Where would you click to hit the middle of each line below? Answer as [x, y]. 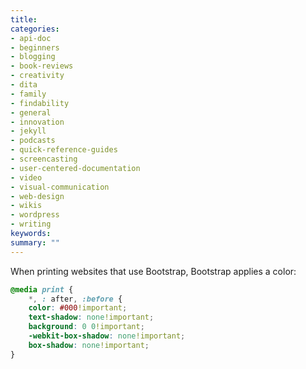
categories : [35, 29]
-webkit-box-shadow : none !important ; [107, 336]
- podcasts [33, 141]
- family [28, 94]
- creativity [37, 76]
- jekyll [28, 131]
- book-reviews [42, 66]
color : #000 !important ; [78, 308]
